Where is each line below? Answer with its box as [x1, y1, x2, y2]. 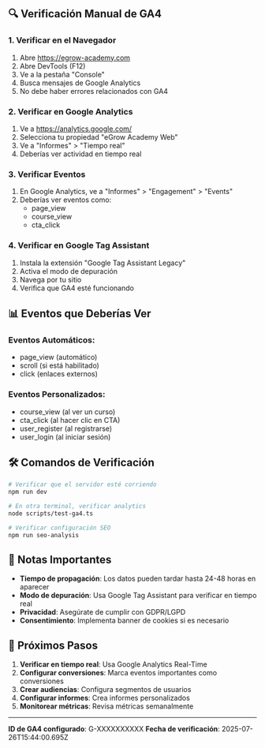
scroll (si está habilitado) [19, 361, 100, 370]
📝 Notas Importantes [8, 553, 112, 567]
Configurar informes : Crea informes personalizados [19, 694, 191, 703]
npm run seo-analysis [8, 531, 80, 539]
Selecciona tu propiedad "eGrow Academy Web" [19, 132, 179, 141]
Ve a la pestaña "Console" [19, 69, 105, 79]
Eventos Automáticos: [8, 335, 95, 346]
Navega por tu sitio [19, 275, 82, 284]
